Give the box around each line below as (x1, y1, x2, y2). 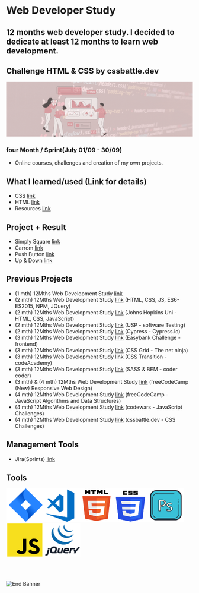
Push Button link (14, 250, 55, 257)
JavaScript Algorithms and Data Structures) (14, 397, 121, 404)
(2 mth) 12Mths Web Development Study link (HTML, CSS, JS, (14, 296, 166, 303)
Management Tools (6, 440, 79, 450)
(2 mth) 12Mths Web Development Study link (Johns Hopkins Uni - (14, 308, 177, 316)
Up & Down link (14, 257, 53, 264)
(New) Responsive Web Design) (14, 384, 93, 392)
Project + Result (6, 222, 66, 232)
